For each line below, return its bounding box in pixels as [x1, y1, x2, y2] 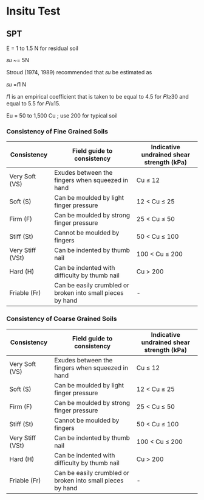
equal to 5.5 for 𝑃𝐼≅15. [6, 100, 61, 107]
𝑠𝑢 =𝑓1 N [6, 81, 27, 88]
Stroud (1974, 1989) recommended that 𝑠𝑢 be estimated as [6, 69, 152, 76]
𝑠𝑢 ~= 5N [6, 57, 29, 63]
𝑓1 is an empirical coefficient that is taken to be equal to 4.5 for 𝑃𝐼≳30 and [6, 93, 189, 100]
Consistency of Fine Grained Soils [6, 127, 108, 135]
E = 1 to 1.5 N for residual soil [6, 44, 79, 52]
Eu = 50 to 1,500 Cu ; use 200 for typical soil [6, 112, 118, 119]
